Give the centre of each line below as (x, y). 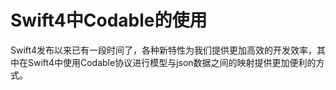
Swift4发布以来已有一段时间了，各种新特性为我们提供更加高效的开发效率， (163, 50)
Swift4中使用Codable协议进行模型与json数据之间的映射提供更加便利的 (172, 62)
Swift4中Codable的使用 (109, 20)
